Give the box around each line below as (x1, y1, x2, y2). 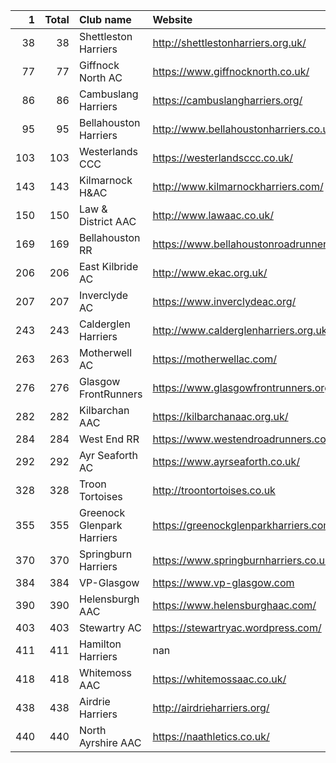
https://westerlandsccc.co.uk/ (152, 151, 293, 164)
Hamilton (78, 637, 122, 651)
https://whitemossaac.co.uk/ (152, 672, 287, 686)
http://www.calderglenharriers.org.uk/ (152, 324, 332, 337)
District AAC (78, 215, 137, 228)
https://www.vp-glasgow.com (152, 576, 295, 589)
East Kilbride (78, 260, 139, 273)
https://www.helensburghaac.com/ (152, 599, 317, 612)
